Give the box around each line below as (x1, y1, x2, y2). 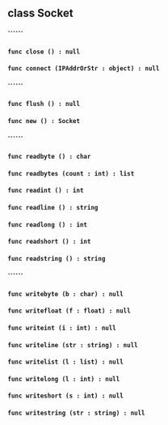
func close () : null (7, 48, 81, 56)
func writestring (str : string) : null (7, 409, 146, 418)
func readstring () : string (7, 254, 106, 262)
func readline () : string (7, 203, 99, 211)
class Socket (7, 6, 73, 20)
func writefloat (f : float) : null (7, 307, 131, 315)
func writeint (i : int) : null (7, 324, 116, 333)
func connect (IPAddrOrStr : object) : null (7, 65, 160, 73)
